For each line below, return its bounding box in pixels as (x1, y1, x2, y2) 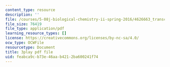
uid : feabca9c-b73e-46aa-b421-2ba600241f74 (5, 54, 99, 59)
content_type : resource (5, 7, 56, 13)
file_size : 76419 (5, 21, 42, 27)
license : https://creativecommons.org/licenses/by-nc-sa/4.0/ (5, 36, 139, 41)
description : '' (5, 12, 39, 17)
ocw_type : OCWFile (5, 40, 44, 45)
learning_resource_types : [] (5, 31, 67, 36)
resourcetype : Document (5, 45, 56, 50)
